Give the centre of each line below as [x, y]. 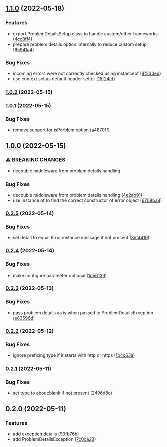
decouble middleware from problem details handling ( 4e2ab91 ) [77, 195]
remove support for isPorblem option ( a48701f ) [61, 130]
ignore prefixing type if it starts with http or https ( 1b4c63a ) [74, 355]
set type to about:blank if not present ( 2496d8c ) [62, 393]
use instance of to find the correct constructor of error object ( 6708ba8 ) [87, 200]
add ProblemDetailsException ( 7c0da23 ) [54, 439]
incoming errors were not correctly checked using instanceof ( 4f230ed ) [87, 73]
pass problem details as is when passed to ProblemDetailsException [83, 312]
